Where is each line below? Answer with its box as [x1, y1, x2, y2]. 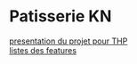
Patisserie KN [9, 6, 112, 27]
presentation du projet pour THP [9, 36, 128, 46]
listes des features [9, 44, 77, 55]
